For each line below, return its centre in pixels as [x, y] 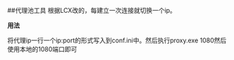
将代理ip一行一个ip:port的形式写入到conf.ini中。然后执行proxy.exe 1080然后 [117, 40]
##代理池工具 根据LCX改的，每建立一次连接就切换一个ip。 [92, 10]
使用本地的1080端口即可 [42, 49]
